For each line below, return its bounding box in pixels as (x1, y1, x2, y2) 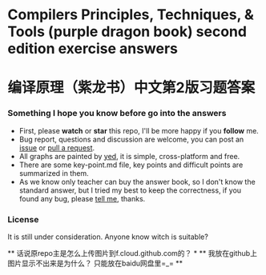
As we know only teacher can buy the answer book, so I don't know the (18, 177, 256, 186)
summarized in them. (18, 168, 89, 177)
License (7, 213, 39, 225)
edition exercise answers (7, 40, 178, 58)
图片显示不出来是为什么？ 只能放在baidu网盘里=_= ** (7, 258, 183, 268)
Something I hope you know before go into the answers (7, 108, 227, 119)
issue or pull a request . (18, 142, 95, 153)
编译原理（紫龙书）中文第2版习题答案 (7, 78, 256, 97)
